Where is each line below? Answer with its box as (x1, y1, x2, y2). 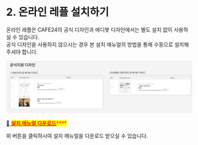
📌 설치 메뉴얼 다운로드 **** (6, 120, 67, 127)
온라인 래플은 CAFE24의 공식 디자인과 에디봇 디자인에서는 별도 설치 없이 (6, 26, 173, 33)
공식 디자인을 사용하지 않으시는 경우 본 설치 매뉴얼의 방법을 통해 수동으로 (6, 41, 173, 48)
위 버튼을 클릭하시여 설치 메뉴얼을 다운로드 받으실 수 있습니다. (6, 132, 148, 139)
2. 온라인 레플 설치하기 (6, 5, 109, 19)
